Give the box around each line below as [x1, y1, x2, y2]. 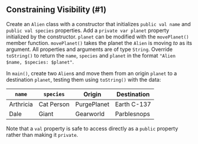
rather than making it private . [6, 131, 79, 138]
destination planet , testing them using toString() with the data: [6, 76, 161, 83]
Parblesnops [115, 110, 151, 118]
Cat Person [38, 100, 70, 108]
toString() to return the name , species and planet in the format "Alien [6, 52, 176, 59]
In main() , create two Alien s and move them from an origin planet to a [6, 69, 177, 76]
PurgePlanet [75, 100, 109, 108]
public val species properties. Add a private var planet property [6, 27, 170, 34]
